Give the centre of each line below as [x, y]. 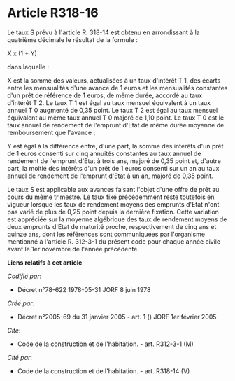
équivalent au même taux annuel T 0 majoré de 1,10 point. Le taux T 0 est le [116, 118]
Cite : [14, 330]
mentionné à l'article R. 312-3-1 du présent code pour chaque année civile [114, 241]
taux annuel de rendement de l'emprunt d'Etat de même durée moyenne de [116, 125]
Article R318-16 [53, 13]
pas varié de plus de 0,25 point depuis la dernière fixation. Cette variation [113, 212]
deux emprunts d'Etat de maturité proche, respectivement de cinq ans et [112, 226]
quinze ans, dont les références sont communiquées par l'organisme [106, 234]
